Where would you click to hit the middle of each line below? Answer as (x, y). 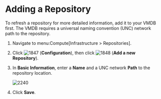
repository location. (32, 73)
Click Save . (24, 92)
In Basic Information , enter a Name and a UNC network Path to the (81, 68)
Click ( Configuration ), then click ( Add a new (74, 53)
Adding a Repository (48, 9)
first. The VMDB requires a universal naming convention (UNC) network (78, 28)
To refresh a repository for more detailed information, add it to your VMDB (80, 23)
